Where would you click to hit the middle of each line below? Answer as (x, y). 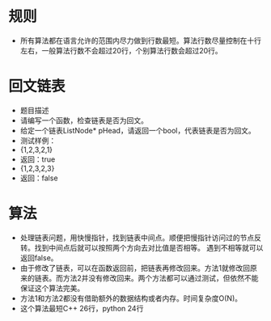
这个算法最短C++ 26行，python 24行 (82, 308)
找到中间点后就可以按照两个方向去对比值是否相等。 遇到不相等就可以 (149, 247)
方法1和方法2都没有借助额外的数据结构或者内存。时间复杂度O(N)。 (131, 298)
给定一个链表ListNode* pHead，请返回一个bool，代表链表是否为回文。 (138, 130)
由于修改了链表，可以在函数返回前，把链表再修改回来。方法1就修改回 (135, 268)
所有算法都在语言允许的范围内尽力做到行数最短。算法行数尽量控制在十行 (140, 40)
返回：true (38, 159)
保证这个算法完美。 (52, 288)
